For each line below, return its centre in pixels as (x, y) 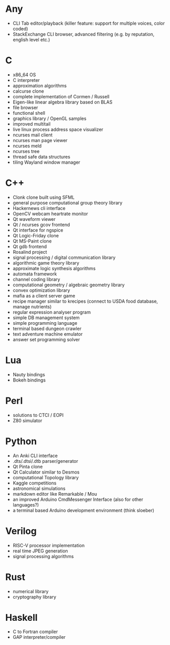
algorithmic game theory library (46, 263)
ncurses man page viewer (40, 140)
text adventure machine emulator (48, 334)
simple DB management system (46, 318)
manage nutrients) (32, 306)
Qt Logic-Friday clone (36, 235)
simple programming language (45, 323)
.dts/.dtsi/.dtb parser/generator (45, 461)
